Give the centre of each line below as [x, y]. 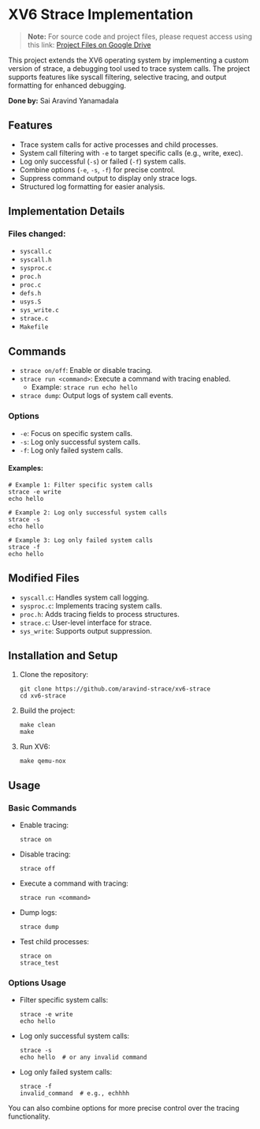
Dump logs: [38, 913]
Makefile [34, 327]
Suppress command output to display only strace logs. [108, 178]
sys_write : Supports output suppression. [85, 630]
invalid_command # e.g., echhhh [74, 1093]
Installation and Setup [63, 655]
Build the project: [47, 711]
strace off [37, 869]
